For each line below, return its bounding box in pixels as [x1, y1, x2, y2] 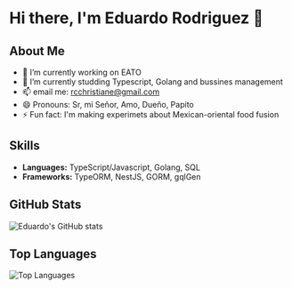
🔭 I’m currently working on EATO [21, 67, 142, 77]
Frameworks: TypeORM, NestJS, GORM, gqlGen [21, 171, 202, 181]
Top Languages [9, 246, 97, 261]
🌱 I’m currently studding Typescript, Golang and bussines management [21, 76, 283, 87]
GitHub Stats [9, 197, 82, 213]
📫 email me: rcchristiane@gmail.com [21, 86, 160, 97]
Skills [9, 138, 40, 154]
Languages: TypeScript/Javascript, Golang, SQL [21, 162, 200, 173]
